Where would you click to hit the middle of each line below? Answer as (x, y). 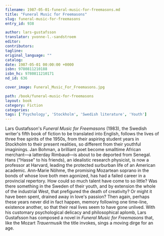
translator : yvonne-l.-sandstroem (41, 37)
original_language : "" (28, 55)
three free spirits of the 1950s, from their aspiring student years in (72, 139)
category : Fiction (24, 105)
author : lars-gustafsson (31, 33)
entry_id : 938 (20, 23)
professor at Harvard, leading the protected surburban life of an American (80, 165)
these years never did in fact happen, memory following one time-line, (77, 202)
